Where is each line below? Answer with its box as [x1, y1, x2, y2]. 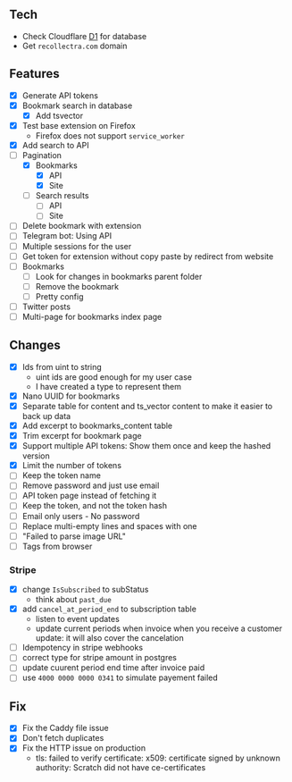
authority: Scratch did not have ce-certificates [35, 762, 206, 773]
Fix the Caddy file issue [21, 723, 109, 734]
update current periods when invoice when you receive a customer [35, 623, 283, 634]
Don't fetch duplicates [21, 733, 104, 744]
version [21, 450, 51, 461]
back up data [21, 411, 71, 421]
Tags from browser [21, 541, 93, 551]
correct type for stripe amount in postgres [21, 652, 177, 663]
